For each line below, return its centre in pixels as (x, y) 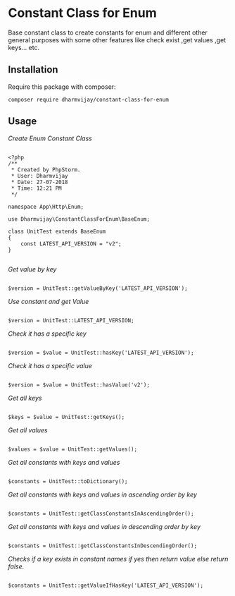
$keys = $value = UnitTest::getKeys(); (66, 417)
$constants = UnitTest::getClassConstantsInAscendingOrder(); (101, 513)
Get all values (28, 430)
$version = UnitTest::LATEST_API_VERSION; (71, 320)
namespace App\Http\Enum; (46, 207)
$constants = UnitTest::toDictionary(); (68, 481)
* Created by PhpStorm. (46, 170)
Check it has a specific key (47, 334)
